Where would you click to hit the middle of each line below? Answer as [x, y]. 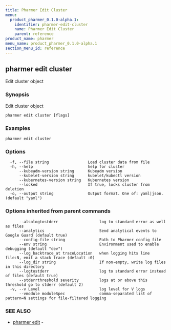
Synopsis [17, 94]
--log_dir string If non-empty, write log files [92, 262]
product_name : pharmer [29, 39]
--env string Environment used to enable [89, 244]
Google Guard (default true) [36, 235]
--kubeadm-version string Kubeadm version [71, 171]
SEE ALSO [18, 311]
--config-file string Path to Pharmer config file [90, 240]
